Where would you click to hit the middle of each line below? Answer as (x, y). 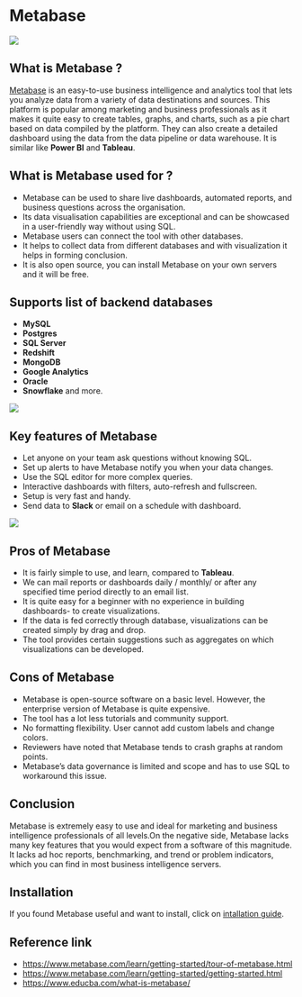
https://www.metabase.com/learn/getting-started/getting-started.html (152, 974)
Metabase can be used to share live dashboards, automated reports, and (157, 197)
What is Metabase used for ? (91, 176)
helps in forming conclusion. (75, 255)
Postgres (40, 333)
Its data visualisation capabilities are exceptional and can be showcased (155, 216)
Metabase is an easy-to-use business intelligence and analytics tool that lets (151, 90)
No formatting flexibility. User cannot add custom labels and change (148, 728)
